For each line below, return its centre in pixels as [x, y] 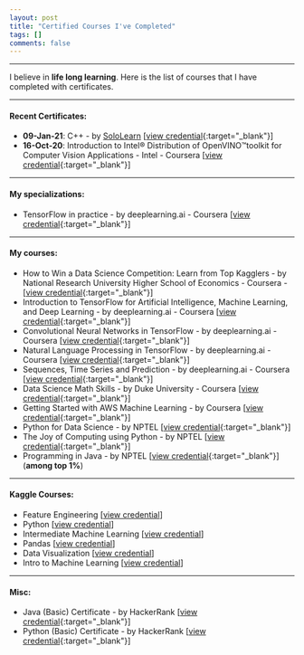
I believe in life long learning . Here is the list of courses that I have [133, 77]
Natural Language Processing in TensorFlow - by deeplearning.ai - [147, 350]
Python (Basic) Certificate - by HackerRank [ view [114, 631]
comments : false [40, 43]
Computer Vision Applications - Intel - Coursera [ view [123, 156]
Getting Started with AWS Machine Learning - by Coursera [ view [143, 407]
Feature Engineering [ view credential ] [92, 515]
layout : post [34, 18]
